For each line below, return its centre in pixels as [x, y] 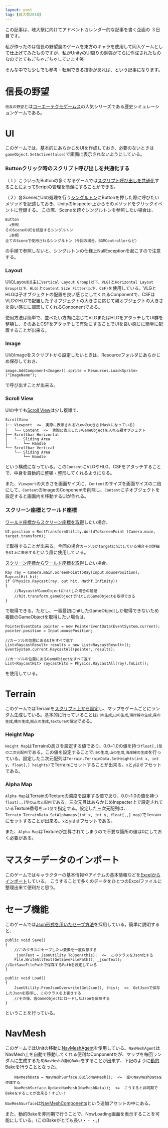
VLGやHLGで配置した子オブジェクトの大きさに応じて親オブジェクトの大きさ [84, 300]
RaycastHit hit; [22, 577]
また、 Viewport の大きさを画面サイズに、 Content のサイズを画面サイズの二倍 [83, 483]
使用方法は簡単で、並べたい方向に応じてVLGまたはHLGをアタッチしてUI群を [84, 317]
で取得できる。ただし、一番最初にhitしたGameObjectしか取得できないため [82, 610]
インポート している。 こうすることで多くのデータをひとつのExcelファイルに [83, 881]
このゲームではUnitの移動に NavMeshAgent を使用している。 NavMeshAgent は [83, 1048]
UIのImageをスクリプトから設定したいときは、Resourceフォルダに [74, 355]
